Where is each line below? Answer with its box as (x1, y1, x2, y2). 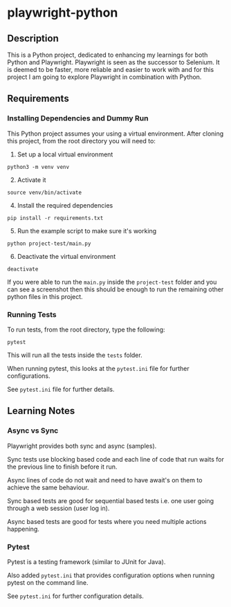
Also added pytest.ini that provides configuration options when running (7, 571, 215, 579)
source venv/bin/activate (7, 189, 82, 196)
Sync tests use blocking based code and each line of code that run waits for (7, 455, 225, 463)
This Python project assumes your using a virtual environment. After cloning (7, 129, 224, 138)
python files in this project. (7, 292, 83, 300)
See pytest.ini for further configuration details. (7, 592, 144, 600)
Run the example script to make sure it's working (17, 226, 157, 235)
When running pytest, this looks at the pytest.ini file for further (7, 364, 190, 372)
